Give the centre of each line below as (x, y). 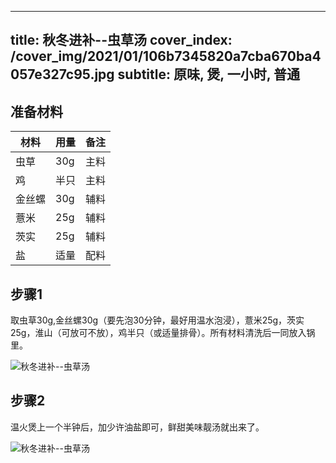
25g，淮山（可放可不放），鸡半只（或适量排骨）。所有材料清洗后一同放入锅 (163, 333)
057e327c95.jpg (62, 74)
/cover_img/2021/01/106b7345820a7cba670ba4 (166, 56)
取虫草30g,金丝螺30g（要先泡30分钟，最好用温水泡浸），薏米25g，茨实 (157, 320)
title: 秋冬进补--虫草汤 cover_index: (121, 40)
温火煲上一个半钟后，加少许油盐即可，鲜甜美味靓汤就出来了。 (137, 427)
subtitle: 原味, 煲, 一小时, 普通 (208, 74)
